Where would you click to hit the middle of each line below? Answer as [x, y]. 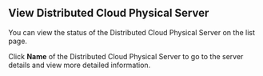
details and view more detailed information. [80, 65]
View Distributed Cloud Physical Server [109, 13]
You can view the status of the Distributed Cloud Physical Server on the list [132, 32]
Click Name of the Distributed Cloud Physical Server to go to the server [126, 56]
